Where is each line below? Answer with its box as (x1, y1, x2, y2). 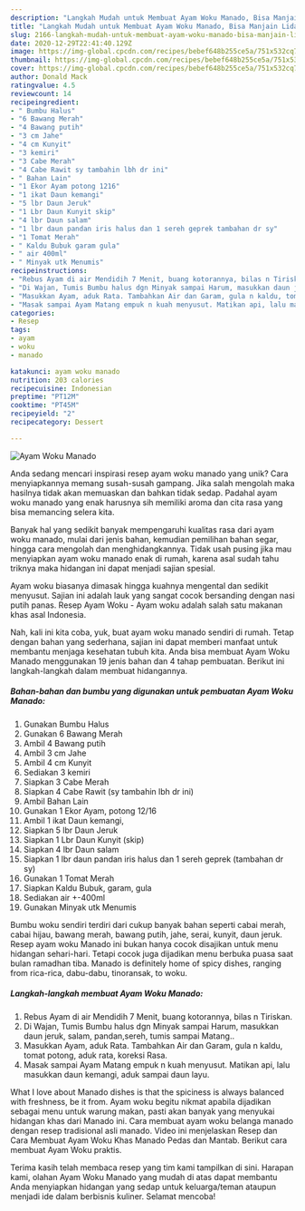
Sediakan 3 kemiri (23, 767, 91, 777)
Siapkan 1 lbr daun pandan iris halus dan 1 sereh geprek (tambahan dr (23, 854, 284, 864)
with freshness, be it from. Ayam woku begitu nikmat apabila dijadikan (10, 1096, 272, 1107)
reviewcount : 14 (10, 89, 71, 98)
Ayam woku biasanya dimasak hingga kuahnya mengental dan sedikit (10, 580, 269, 591)
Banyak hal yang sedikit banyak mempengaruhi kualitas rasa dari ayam (10, 523, 275, 535)
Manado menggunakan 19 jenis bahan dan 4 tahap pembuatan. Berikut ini (10, 655, 285, 667)
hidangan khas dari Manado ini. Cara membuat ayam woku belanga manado (10, 1115, 293, 1126)
